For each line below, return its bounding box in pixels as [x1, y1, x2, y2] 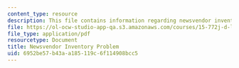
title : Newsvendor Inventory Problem [7, 43, 119, 50]
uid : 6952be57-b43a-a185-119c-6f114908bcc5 [7, 50, 139, 57]
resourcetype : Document [7, 37, 78, 44]
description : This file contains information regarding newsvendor [7, 17, 212, 24]
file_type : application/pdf [7, 30, 91, 38]
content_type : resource [7, 10, 78, 18]
